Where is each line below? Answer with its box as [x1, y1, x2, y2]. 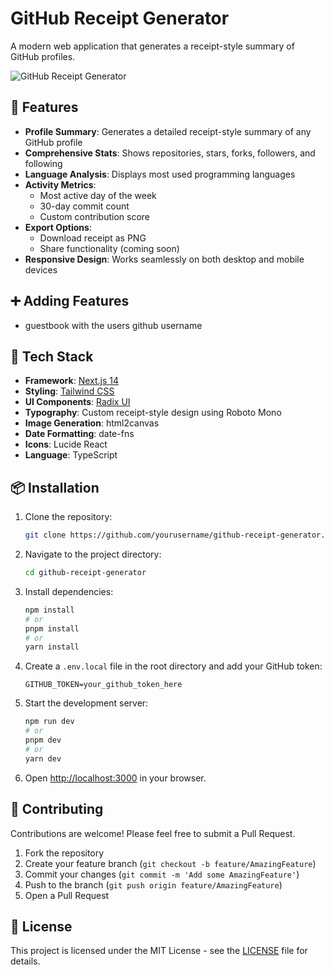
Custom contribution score [39, 210, 150, 222]
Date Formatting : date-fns [24, 428, 135, 440]
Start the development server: [24, 697, 149, 709]
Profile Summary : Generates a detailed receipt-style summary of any [24, 125, 312, 137]
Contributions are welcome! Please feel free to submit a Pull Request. [10, 827, 296, 839]
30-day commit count [39, 200, 130, 212]
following [24, 157, 63, 169]
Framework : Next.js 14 [24, 375, 120, 387]
